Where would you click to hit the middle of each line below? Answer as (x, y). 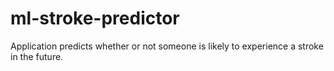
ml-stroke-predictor (95, 18)
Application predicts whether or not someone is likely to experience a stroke (167, 46)
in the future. (37, 56)
